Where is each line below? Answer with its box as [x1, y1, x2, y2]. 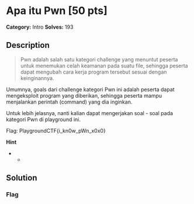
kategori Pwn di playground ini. [6, 116, 81, 123]
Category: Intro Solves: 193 [6, 23, 74, 30]
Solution [6, 173, 37, 183]
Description [6, 40, 50, 50]
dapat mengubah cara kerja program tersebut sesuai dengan [20, 68, 167, 75]
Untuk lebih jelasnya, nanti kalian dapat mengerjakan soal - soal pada [6, 109, 174, 116]
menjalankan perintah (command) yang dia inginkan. [6, 98, 133, 105]
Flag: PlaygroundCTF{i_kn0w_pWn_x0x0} [6, 127, 106, 134]
